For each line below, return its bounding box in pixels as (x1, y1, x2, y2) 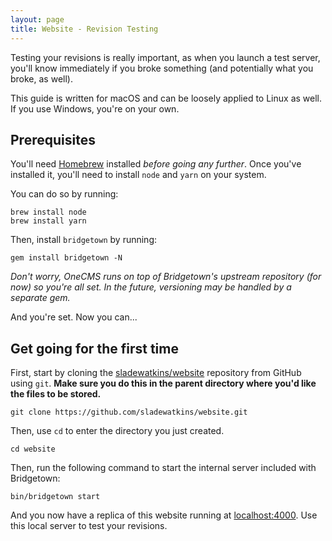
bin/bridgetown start (10, 492, 101, 502)
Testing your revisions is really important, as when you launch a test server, (10, 51, 321, 63)
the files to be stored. (10, 388, 102, 400)
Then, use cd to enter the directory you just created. (10, 425, 225, 437)
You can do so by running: (10, 188, 119, 200)
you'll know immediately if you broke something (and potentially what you (10, 62, 314, 74)
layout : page (10, 14, 65, 25)
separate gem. (10, 292, 71, 304)
